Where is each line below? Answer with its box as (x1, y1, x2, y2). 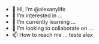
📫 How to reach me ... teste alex (11, 32, 93, 38)
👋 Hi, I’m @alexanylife (11, 6, 66, 12)
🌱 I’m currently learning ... (11, 18, 76, 25)
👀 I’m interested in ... (11, 12, 63, 19)
